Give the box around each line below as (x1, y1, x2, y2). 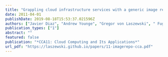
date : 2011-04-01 (5, 12, 41, 17)
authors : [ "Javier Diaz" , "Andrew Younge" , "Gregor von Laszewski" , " (5, 21, 155, 26)
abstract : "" (5, 30, 32, 35)
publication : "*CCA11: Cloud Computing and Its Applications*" (5, 40, 140, 45)
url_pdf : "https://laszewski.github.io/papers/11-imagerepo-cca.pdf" (5, 44, 153, 49)
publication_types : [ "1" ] (5, 26, 59, 31)
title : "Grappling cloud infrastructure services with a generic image (5, 7, 157, 12)
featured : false (5, 35, 39, 40)
